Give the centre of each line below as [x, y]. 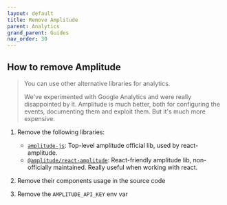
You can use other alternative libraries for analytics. [97, 83]
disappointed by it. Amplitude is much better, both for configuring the [122, 104]
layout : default [30, 13]
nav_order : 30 [28, 39]
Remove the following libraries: [61, 132]
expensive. [39, 118]
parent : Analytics [33, 26]
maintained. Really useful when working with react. [126, 167]
